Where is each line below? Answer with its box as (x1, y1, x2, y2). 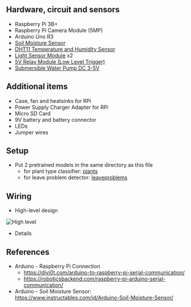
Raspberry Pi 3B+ (14, 20, 58, 27)
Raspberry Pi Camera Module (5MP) (14, 27, 103, 34)
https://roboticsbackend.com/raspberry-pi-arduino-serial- (23, 275, 166, 283)
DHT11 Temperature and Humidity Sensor (14, 46, 115, 53)
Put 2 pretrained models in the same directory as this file (14, 161, 153, 169)
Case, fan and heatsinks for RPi (14, 97, 92, 104)
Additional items (6, 82, 68, 92)
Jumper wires (14, 128, 48, 135)
